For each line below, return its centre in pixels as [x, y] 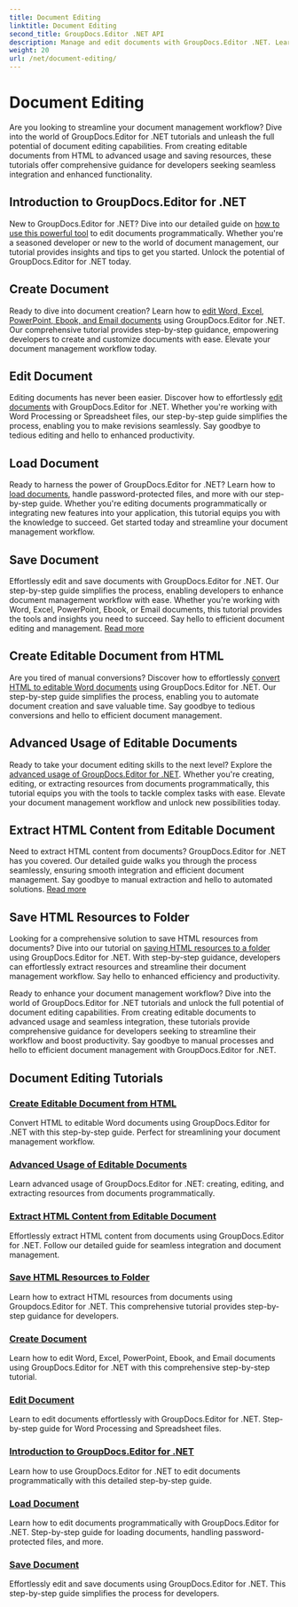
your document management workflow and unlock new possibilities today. [145, 802]
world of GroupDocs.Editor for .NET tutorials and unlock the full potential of [147, 1003]
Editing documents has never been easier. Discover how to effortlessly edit [146, 398]
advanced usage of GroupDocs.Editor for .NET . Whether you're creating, [142, 774]
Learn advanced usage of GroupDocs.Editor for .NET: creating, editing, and [147, 1184]
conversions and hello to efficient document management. [116, 715]
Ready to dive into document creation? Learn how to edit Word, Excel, [137, 311]
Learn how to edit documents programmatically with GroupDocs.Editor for [144, 1523]
